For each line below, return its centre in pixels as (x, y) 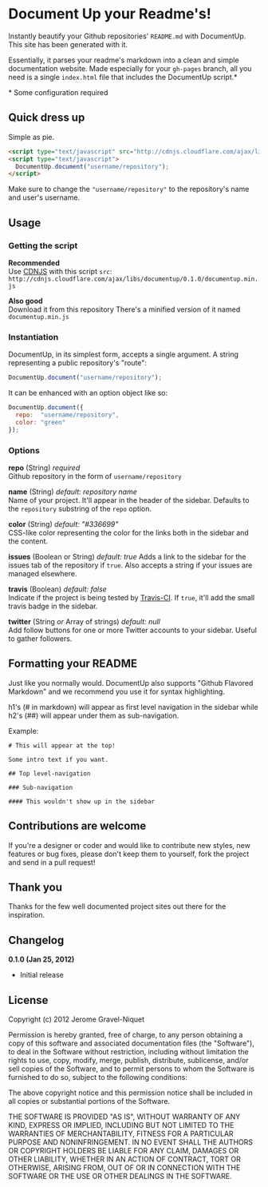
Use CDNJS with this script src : (60, 271)
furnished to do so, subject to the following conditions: (98, 1077)
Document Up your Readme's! (110, 14)
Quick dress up (47, 118)
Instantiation (33, 337)
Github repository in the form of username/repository (95, 476)
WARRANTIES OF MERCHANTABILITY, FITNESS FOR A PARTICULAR (121, 1133)
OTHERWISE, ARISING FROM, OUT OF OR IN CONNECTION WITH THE (124, 1167)
